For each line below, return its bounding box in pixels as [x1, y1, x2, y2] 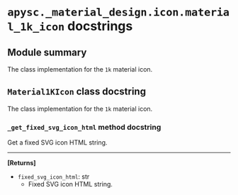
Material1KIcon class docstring [7, 86, 147, 98]
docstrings [67, 18, 133, 34]
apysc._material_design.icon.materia [7, 6, 230, 19]
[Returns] [7, 159, 37, 167]
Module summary [7, 46, 87, 58]
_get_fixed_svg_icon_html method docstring [7, 122, 161, 132]
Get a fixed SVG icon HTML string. [7, 138, 108, 147]
